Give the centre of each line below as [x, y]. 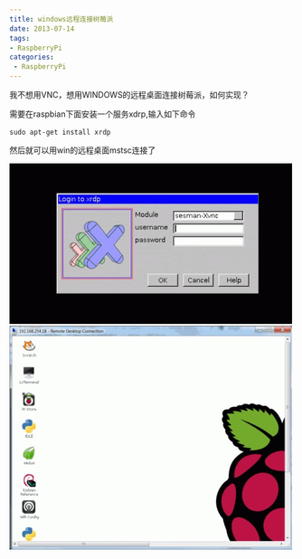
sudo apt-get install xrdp [60, 132]
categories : [32, 57]
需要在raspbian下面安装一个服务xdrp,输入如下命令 [103, 114]
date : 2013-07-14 [42, 28]
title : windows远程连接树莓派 [61, 19]
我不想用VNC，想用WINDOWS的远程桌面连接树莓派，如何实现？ [130, 95]
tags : [19, 38]
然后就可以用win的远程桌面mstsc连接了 [83, 150]
